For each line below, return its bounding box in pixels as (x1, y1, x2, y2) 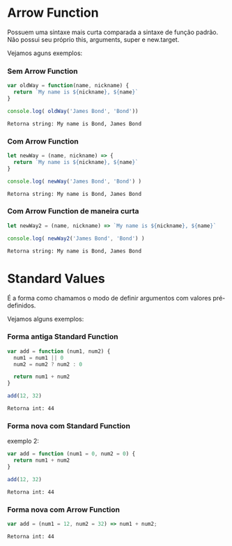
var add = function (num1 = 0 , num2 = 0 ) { (7, 450, 136, 457)
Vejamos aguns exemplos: (7, 49, 83, 57)
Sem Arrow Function (7, 66, 78, 76)
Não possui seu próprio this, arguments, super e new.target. (7, 35, 180, 43)
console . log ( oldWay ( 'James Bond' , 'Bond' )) (7, 107, 139, 114)
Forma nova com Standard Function (7, 420, 131, 430)
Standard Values (7, 271, 106, 287)
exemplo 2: (7, 437, 40, 446)
